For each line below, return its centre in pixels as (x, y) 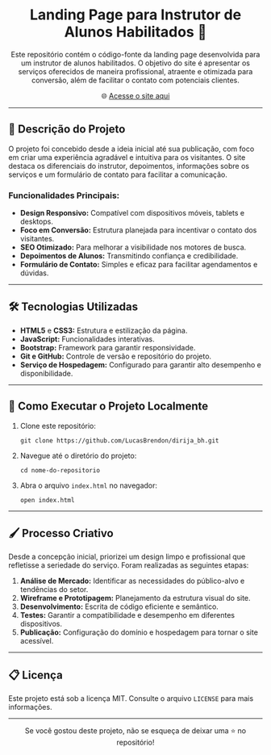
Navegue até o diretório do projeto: (78, 455)
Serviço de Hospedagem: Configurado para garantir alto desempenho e (141, 364)
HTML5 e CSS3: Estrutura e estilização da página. (104, 330)
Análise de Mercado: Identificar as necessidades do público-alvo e (132, 581)
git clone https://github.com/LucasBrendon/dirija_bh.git (119, 440)
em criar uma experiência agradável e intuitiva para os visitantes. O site (127, 157)
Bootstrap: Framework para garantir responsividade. (108, 347)
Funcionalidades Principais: (64, 195)
